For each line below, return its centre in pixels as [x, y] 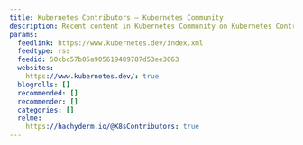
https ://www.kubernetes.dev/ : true [92, 77]
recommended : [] [48, 93]
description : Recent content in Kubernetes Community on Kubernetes [141, 26]
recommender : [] [48, 101]
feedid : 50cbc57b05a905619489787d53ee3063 [98, 59]
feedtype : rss [44, 51]
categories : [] [46, 110]
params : [24, 34]
